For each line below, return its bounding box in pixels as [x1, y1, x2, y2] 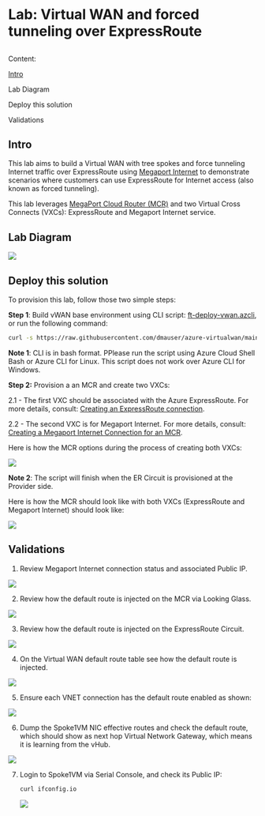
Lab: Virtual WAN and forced [8, 6, 200, 24]
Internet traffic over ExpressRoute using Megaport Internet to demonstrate [8, 167, 250, 177]
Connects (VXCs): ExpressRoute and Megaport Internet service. [8, 208, 216, 217]
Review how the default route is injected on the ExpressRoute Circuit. [19, 624, 244, 634]
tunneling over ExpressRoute [8, 22, 203, 40]
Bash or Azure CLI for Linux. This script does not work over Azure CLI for [8, 356, 246, 366]
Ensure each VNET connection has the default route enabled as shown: [19, 693, 252, 702]
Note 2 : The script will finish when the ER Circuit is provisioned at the [8, 472, 233, 483]
